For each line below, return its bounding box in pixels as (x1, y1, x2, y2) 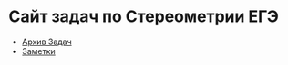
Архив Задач (21, 36, 72, 47)
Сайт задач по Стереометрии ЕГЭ (8, 6, 279, 27)
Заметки (21, 45, 56, 56)
